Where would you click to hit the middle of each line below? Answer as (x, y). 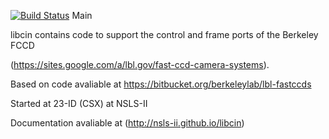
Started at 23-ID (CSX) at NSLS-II (79, 103)
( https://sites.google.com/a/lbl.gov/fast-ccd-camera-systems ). (140, 64)
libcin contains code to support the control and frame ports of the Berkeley (164, 34)
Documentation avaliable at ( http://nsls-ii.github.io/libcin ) (127, 123)
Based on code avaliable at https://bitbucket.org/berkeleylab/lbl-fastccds (161, 84)
